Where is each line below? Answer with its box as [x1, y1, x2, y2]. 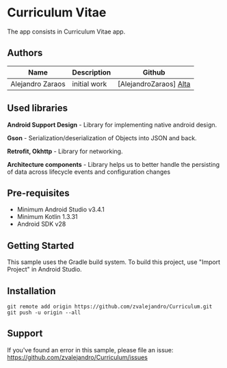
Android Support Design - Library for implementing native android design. [7, 120, 217, 129]
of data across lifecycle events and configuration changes [7, 168, 171, 176]
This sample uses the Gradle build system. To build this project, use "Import [7, 258, 221, 266]
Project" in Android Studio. [7, 265, 82, 274]
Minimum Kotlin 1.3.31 [16, 213, 78, 221]
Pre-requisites [7, 187, 70, 199]
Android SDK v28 [16, 220, 66, 228]
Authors [7, 47, 43, 59]
